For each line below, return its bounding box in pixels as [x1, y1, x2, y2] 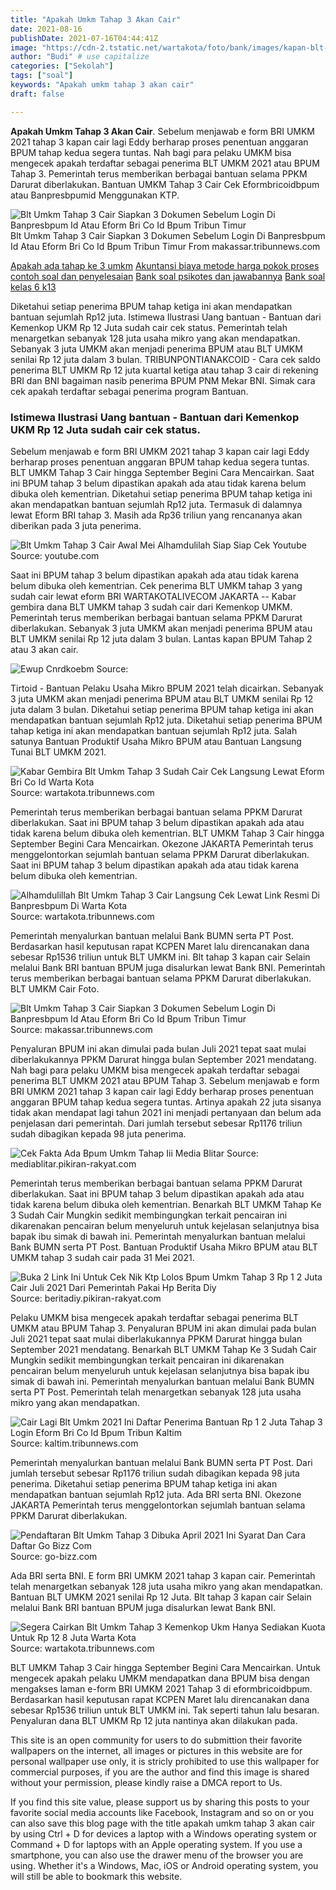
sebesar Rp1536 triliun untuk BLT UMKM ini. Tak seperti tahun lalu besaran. [10, 1704, 320, 1716]
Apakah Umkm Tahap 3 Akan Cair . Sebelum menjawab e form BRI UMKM [10, 125, 315, 137]
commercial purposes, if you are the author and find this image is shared [10, 1766, 310, 1778]
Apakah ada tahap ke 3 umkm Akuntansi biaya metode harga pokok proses [10, 259, 320, 271]
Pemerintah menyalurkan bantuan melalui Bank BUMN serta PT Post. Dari [10, 1456, 313, 1468]
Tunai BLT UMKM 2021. [10, 746, 107, 758]
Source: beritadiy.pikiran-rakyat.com [10, 1292, 162, 1304]
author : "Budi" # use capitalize [10, 52, 150, 62]
